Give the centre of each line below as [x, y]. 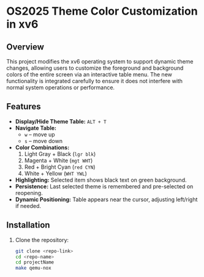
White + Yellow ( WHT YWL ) [56, 173]
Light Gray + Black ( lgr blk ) [60, 153]
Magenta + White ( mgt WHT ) [59, 160]
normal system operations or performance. [61, 87]
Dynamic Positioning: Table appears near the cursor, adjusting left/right [106, 199]
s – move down [43, 141]
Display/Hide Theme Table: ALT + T [61, 121]
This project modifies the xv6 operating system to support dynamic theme [100, 61]
